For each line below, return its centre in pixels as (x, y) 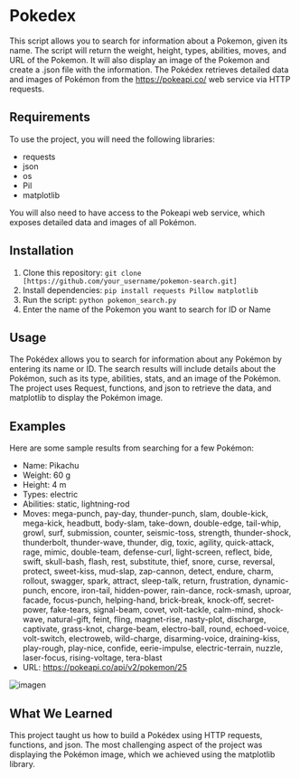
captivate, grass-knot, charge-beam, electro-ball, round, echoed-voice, (156, 629)
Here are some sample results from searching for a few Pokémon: (132, 448)
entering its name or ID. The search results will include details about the (143, 369)
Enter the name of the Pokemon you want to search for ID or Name (146, 309)
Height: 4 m (44, 485)
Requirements (50, 117)
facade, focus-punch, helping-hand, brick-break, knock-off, (134, 600)
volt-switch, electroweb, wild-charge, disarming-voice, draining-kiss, (151, 639)
